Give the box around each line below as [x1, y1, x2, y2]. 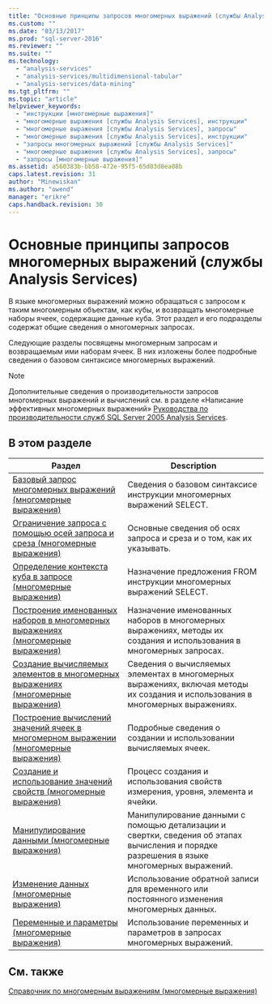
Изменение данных [12, 878, 89, 890]
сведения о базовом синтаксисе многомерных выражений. [8, 355, 216, 365]
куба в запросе [12, 571, 73, 582]
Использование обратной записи [127, 873, 259, 885]
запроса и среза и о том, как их [127, 533, 253, 544]
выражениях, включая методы [127, 679, 249, 690]
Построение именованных [12, 605, 118, 616]
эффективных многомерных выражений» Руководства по [8, 404, 209, 414]
